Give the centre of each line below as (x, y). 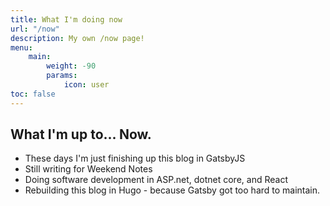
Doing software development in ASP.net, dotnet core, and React (156, 180)
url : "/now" (35, 29)
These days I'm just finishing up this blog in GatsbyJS (135, 158)
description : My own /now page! (77, 38)
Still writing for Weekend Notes (88, 169)
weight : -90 (71, 66)
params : (62, 76)
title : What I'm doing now (66, 19)
